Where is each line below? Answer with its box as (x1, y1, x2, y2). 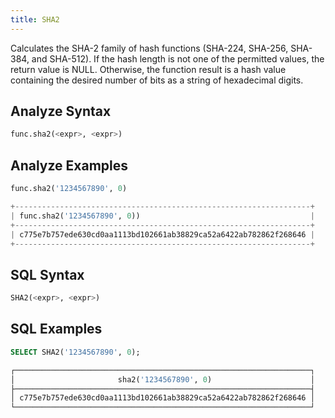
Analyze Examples (10, 157, 129, 174)
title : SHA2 (10, 14, 60, 25)
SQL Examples (10, 321, 103, 338)
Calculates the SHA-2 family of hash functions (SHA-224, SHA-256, (10, 42, 289, 54)
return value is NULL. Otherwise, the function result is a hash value (10, 63, 287, 75)
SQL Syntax (10, 266, 85, 283)
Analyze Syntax (10, 103, 112, 120)
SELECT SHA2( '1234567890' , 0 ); (10, 347, 141, 357)
